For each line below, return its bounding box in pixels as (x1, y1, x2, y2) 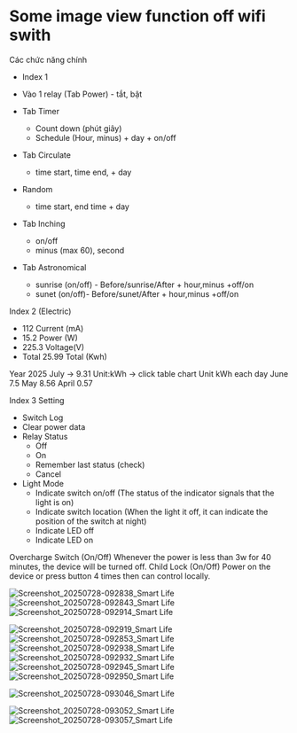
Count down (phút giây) (35, 122, 122, 134)
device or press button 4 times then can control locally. (9, 570, 211, 581)
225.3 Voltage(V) (21, 341, 85, 352)
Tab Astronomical (21, 261, 87, 272)
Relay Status (21, 431, 68, 441)
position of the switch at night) (35, 516, 147, 526)
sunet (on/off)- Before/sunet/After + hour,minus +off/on (35, 288, 239, 299)
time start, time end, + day (35, 167, 132, 177)
